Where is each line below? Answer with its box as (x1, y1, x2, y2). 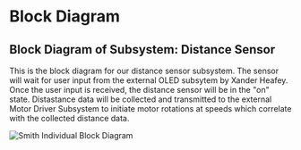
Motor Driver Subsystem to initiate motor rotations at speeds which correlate (9, 104, 292, 113)
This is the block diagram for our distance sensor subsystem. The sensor (9, 65, 279, 76)
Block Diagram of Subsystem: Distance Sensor (9, 42, 276, 57)
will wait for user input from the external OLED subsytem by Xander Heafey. (9, 75, 288, 86)
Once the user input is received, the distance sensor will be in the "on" (9, 85, 271, 95)
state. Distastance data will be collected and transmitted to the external (9, 94, 272, 104)
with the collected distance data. (9, 113, 130, 123)
